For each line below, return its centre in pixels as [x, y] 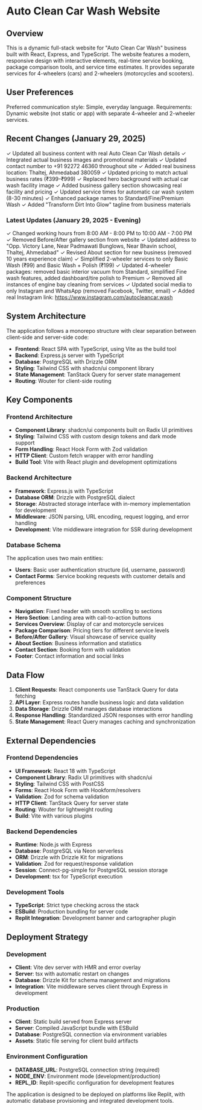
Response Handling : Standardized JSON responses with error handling [104, 715]
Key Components [39, 400]
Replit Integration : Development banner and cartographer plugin [95, 918]
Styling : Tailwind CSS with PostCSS [59, 784]
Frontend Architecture [39, 417]
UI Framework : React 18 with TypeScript [65, 771]
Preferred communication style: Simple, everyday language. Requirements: [99, 107]
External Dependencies [51, 741]
